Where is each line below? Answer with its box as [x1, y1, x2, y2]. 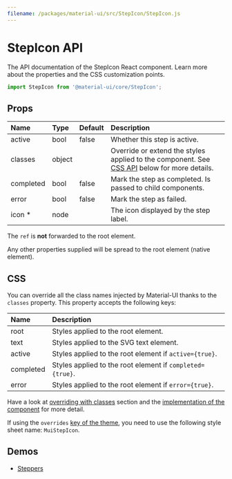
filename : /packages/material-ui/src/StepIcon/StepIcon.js [7, 10, 181, 17]
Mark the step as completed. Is [110, 174, 211, 184]
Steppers [17, 464, 43, 472]
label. [110, 214, 128, 224]
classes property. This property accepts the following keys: [7, 299, 176, 307]
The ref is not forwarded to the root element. [7, 232, 136, 241]
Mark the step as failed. [110, 194, 187, 204]
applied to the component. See [110, 155, 211, 165]
